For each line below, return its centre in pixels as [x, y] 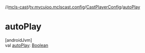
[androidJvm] [19, 40]
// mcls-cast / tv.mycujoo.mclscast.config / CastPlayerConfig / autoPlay [72, 7]
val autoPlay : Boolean [27, 45]
